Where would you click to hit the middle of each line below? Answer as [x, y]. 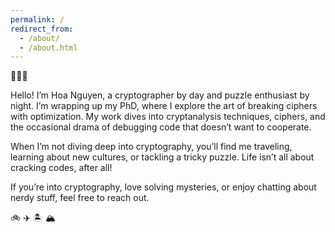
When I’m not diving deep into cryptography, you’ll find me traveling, [151, 147]
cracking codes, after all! [61, 168]
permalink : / [37, 19]
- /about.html [48, 47]
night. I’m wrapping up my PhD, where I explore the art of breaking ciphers [164, 106]
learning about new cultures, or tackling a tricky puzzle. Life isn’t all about [162, 157]
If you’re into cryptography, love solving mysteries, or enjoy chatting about [163, 187]
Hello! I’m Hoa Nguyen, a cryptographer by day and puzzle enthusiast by [160, 95]
